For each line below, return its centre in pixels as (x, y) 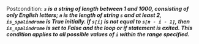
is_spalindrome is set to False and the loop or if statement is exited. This (99, 28)
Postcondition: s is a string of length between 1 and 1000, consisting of (98, 9)
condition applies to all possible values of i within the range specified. (98, 34)
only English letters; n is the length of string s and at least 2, (84, 15)
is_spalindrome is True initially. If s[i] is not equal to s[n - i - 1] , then (98, 21)
